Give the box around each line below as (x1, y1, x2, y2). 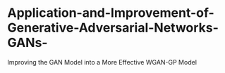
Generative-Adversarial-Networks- (7, 20, 219, 36)
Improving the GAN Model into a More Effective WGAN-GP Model (7, 58, 197, 66)
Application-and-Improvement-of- (7, 5, 215, 21)
